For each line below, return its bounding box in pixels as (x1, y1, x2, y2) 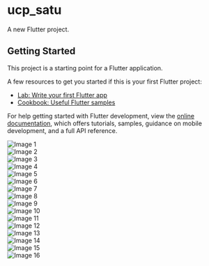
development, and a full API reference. (7, 126, 118, 134)
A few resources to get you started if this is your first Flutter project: (7, 77, 202, 86)
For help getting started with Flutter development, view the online (7, 111, 195, 120)
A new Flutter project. (7, 25, 70, 33)
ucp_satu (7, 2, 62, 18)
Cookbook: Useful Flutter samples (17, 98, 116, 107)
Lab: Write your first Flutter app (17, 91, 108, 99)
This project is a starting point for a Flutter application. (7, 63, 163, 72)
